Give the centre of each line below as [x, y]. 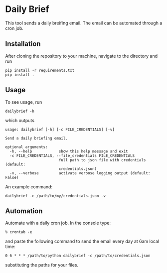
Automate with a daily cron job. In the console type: [58, 223]
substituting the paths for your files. [42, 265]
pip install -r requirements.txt [40, 70]
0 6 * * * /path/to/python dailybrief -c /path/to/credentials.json [78, 256]
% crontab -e [19, 232]
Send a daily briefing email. [37, 138]
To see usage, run [24, 102]
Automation [24, 211]
